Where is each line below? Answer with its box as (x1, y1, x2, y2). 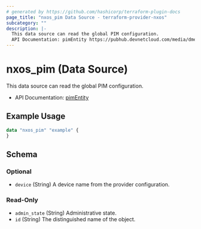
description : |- (6, 25, 47, 32)
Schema (6, 149, 38, 159)
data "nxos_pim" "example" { (6, 127, 79, 133)
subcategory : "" (6, 20, 47, 26)
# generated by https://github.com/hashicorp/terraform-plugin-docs (6, 8, 181, 15)
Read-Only (6, 196, 39, 204)
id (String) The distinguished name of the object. (14, 216, 136, 223)
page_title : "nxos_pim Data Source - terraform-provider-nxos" (6, 14, 167, 20)
